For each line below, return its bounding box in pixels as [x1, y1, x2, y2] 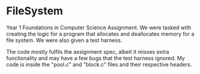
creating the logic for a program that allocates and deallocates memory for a [6, 30, 195, 37]
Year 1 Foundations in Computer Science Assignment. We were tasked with [6, 24, 192, 31]
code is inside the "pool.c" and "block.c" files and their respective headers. [6, 61, 192, 68]
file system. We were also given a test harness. [6, 36, 123, 44]
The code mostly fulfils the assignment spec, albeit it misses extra [6, 48, 169, 55]
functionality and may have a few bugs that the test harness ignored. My [6, 54, 185, 61]
